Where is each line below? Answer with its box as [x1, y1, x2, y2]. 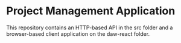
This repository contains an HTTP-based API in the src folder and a [6, 24, 173, 31]
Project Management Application [6, 4, 176, 18]
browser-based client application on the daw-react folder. [6, 30, 150, 37]
